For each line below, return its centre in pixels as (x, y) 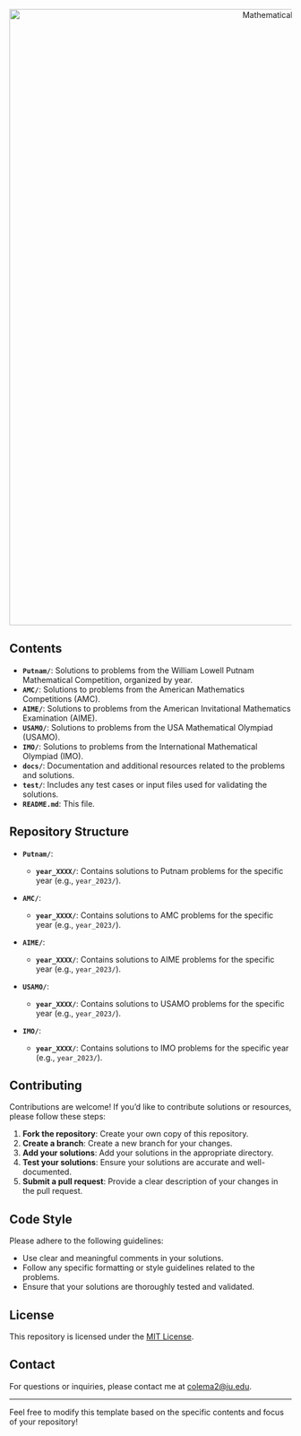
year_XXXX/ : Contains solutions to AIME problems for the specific (155, 959)
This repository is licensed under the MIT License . (102, 1337)
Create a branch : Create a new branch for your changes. (127, 1144)
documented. (47, 1172)
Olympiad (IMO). (52, 756)
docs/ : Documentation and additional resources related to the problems (153, 766)
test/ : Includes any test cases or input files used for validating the (144, 784)
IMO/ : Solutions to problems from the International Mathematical (140, 746)
